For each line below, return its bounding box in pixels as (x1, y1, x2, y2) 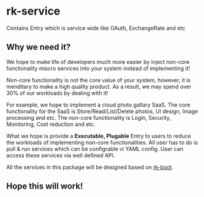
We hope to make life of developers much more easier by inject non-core (6, 58, 190, 65)
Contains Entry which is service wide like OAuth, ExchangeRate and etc (6, 24, 186, 32)
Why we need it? (6, 42, 71, 52)
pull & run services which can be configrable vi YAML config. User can (6, 145, 184, 153)
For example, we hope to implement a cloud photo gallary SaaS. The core (6, 101, 191, 108)
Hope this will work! (6, 181, 83, 192)
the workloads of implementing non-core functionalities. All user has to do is (6, 139, 198, 146)
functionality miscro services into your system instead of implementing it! (6, 64, 191, 72)
